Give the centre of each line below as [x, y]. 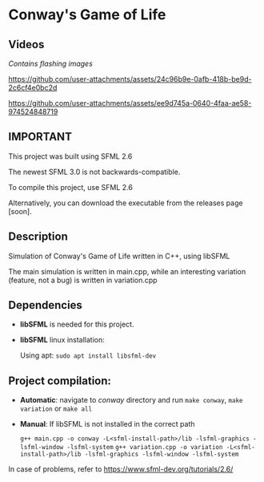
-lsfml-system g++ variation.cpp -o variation [145, 448]
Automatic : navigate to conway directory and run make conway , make [131, 400]
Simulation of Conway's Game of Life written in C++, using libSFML [119, 256]
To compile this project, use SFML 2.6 [71, 187]
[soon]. [20, 211]
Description [38, 237]
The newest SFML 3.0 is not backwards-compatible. [94, 172]
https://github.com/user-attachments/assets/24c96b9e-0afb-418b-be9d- [130, 79]
